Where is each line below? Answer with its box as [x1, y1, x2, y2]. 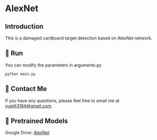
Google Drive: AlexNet [5, 130, 50, 136]
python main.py [5, 71, 36, 76]
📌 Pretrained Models [5, 117, 68, 125]
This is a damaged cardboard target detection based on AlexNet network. [5, 35, 153, 41]
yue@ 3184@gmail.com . [5, 103, 52, 108]
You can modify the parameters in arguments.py [5, 62, 102, 68]
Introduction [5, 22, 44, 31]
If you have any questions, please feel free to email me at [5, 98, 120, 104]
